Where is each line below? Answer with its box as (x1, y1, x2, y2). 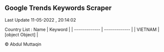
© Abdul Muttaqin (4, 41, 42, 47)
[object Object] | (4, 31, 38, 37)
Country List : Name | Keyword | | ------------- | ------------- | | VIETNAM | (4, 26, 160, 32)
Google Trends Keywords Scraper (4, 4, 112, 12)
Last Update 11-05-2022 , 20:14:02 (4, 17, 76, 23)
